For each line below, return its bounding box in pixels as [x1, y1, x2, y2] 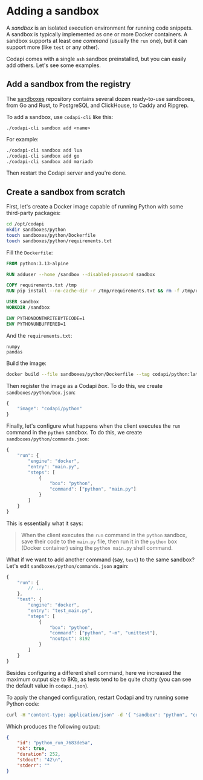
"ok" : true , [17, 746, 47, 752]
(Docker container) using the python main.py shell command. [21, 544, 173, 551]
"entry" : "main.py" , [28, 463, 80, 469]
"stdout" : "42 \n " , [17, 757, 63, 763]
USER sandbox [6, 299, 39, 305]
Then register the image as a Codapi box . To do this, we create [6, 382, 163, 389]
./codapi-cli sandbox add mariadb [6, 158, 94, 164]
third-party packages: [6, 210, 61, 217]
